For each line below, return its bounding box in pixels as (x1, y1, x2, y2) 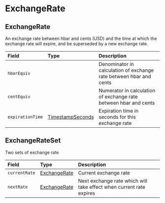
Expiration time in (98, 108, 139, 114)
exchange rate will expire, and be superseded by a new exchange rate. (5, 41, 148, 47)
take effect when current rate (78, 183, 146, 190)
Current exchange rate (78, 169, 130, 176)
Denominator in (98, 61, 134, 67)
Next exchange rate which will (78, 177, 147, 184)
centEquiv (7, 94, 30, 99)
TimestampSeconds (47, 114, 94, 120)
